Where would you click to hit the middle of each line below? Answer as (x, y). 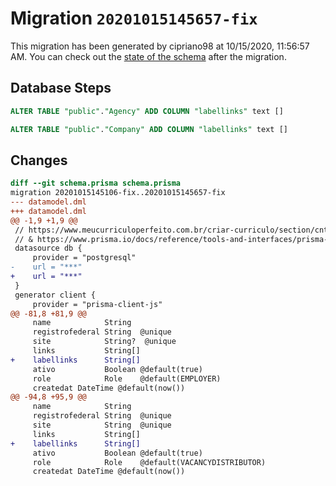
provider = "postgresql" (84, 258)
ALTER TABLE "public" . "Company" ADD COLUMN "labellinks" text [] (149, 129)
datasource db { (48, 248)
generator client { (55, 295)
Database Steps (61, 88)
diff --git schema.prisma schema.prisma (96, 183)
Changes (39, 160)
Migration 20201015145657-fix (134, 18)
